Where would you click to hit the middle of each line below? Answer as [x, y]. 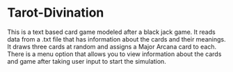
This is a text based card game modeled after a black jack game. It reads [111, 32]
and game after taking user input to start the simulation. [87, 61]
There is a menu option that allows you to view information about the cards [114, 54]
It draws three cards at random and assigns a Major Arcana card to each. [112, 46]
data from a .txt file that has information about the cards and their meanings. [116, 39]
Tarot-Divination [56, 13]
